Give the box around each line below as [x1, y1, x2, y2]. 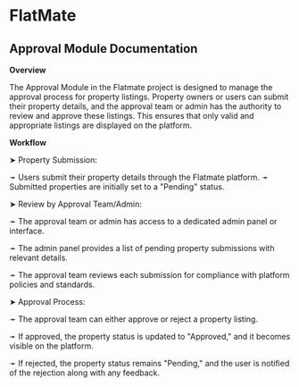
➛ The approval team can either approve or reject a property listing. [9, 314, 259, 324]
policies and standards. [9, 279, 96, 290]
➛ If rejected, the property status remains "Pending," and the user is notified [9, 358, 290, 368]
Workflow [9, 138, 47, 147]
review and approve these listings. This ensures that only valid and [9, 111, 254, 121]
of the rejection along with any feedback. [9, 367, 161, 378]
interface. [9, 225, 45, 236]
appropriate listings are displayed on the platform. [9, 120, 193, 130]
